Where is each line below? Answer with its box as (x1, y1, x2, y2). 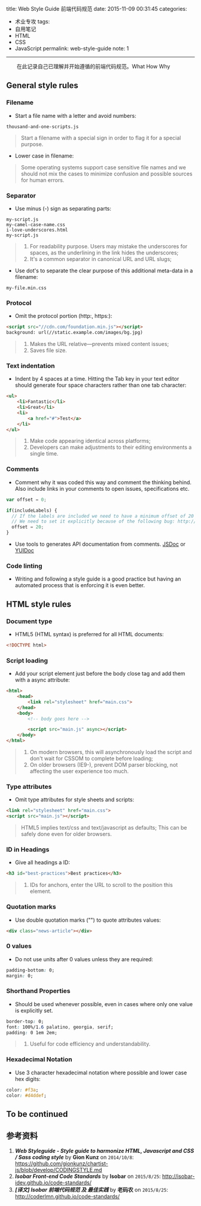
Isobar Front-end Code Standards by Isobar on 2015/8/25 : (14, 1172, 162, 1180)
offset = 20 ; (11, 524, 44, 530)
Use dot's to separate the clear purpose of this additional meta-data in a (14, 267, 193, 274)
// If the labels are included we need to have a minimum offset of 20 (11, 513, 194, 519)
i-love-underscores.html (6, 227, 68, 233)
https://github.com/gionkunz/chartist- (14, 1160, 109, 1167)
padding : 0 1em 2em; (6, 1029, 58, 1035)
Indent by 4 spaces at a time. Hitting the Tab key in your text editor (14, 375, 179, 382)
